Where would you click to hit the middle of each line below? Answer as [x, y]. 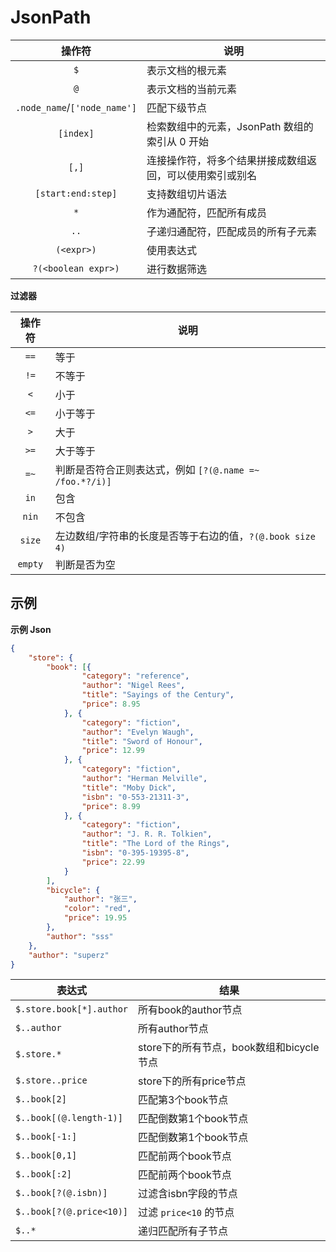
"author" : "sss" [80, 936]
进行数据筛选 [177, 269]
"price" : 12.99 [113, 751]
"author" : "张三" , [100, 899]
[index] [76, 133]
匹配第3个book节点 [183, 1100]
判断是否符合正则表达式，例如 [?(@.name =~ [157, 469]
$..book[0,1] [46, 1155]
